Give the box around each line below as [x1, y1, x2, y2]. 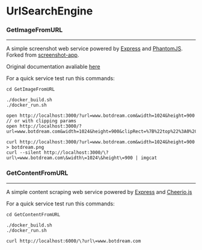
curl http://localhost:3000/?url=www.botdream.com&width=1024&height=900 [6, 139, 195, 145]
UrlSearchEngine [6, 4, 93, 18]
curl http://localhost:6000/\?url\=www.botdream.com [6, 238, 141, 244]
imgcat [140, 155, 158, 161]
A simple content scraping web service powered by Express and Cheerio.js [6, 188, 192, 195]
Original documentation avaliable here [6, 63, 100, 70]
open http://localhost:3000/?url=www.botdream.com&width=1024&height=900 [6, 113, 195, 119]
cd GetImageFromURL [6, 86, 55, 93]
